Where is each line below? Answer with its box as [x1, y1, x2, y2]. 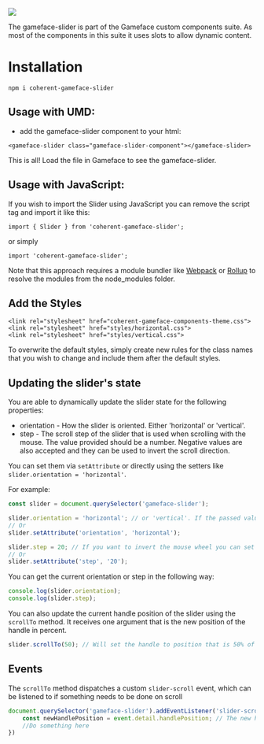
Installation [8, 58, 83, 76]
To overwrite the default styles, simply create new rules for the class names [8, 345, 254, 354]
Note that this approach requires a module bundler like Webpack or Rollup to [8, 265, 256, 275]
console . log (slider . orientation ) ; [8, 587, 122, 595]
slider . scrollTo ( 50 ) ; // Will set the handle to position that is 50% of [8, 641, 255, 649]
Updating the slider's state [8, 376, 141, 390]
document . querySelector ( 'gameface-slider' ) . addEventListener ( [8, 707, 216, 715]
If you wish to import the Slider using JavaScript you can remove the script [8, 199, 250, 209]
